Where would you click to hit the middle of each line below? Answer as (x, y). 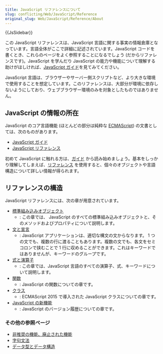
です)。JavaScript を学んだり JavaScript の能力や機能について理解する (84, 61)
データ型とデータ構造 (33, 347)
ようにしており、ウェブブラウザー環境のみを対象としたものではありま (84, 90)
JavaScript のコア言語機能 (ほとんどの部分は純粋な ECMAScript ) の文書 (77, 126)
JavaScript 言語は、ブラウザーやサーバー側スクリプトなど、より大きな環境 (81, 78)
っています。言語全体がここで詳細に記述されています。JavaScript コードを (80, 49)
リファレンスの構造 (34, 188)
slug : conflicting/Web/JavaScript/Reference (51, 14)
